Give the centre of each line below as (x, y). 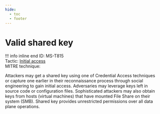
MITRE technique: (23, 66)
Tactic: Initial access (25, 61)
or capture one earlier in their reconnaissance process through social (74, 81)
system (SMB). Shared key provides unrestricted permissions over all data (79, 101)
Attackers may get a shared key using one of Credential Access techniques (80, 76)
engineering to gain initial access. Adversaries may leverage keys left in (76, 86)
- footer (18, 18)
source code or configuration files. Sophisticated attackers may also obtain (80, 91)
